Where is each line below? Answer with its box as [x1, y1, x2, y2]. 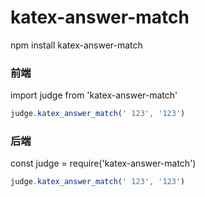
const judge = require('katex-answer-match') [10, 157, 197, 170]
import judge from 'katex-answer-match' [10, 89, 178, 101]
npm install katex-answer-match [10, 39, 143, 51]
